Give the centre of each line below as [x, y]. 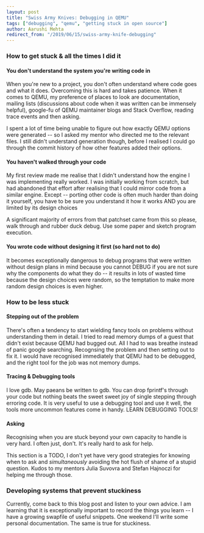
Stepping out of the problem [43, 317]
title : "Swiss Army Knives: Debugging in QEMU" [68, 18]
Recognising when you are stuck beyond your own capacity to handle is [97, 437]
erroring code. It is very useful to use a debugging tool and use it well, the [99, 403]
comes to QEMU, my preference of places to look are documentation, [93, 97]
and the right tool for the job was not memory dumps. [73, 362]
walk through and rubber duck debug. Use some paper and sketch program [101, 226]
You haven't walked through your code [56, 162]
